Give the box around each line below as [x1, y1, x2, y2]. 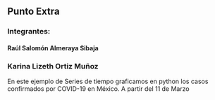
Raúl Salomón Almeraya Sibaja [7, 43, 99, 52]
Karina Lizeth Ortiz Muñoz [7, 61, 99, 71]
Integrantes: [7, 27, 51, 36]
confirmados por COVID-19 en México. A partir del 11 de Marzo [7, 85, 190, 93]
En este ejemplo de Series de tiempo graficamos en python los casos [7, 77, 209, 86]
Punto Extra [7, 6, 60, 17]
